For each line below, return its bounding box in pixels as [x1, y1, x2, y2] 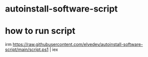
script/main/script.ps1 [5, 47, 49, 53]
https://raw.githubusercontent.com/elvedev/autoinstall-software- [13, 42, 143, 47]
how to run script [5, 26, 75, 37]
